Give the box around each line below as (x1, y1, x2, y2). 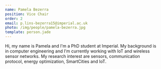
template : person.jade (5, 30, 51, 34)
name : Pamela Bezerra (5, 7, 49, 12)
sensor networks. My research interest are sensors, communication (5, 53, 140, 59)
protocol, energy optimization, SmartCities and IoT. (5, 59, 107, 64)
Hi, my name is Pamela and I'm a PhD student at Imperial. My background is (5, 43, 157, 49)
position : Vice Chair (5, 12, 49, 17)
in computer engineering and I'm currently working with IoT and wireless (5, 48, 150, 54)
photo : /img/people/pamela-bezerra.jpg (5, 25, 86, 30)
